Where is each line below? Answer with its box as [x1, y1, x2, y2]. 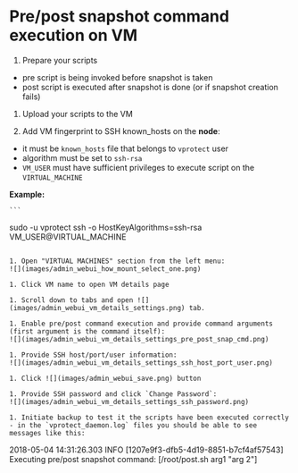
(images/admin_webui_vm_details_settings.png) [9, 303, 186, 312]
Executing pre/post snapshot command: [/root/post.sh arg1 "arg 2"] [9, 453, 258, 464]
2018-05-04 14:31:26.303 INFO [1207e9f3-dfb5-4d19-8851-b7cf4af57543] [9, 444, 284, 455]
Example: [9, 189, 46, 199]
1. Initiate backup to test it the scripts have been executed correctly [9, 413, 290, 422]
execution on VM [9, 25, 138, 46]
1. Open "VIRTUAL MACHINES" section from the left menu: [9, 257, 226, 266]
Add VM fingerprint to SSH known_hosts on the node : [21, 125, 220, 136]
